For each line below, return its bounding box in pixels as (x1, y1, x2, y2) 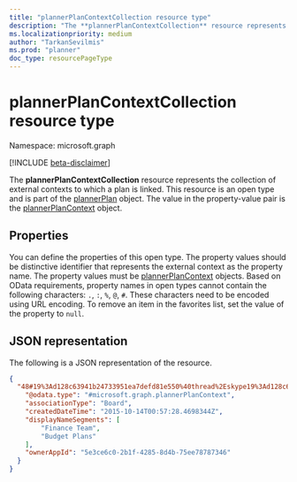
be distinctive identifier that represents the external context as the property (9, 261, 283, 272)
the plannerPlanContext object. (9, 203, 123, 213)
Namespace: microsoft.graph (9, 140, 116, 150)
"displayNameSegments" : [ (25, 415, 121, 425)
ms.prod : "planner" (9, 46, 81, 55)
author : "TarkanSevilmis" (9, 37, 104, 47)
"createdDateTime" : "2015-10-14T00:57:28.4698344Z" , (25, 408, 224, 417)
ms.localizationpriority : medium (9, 29, 133, 38)
